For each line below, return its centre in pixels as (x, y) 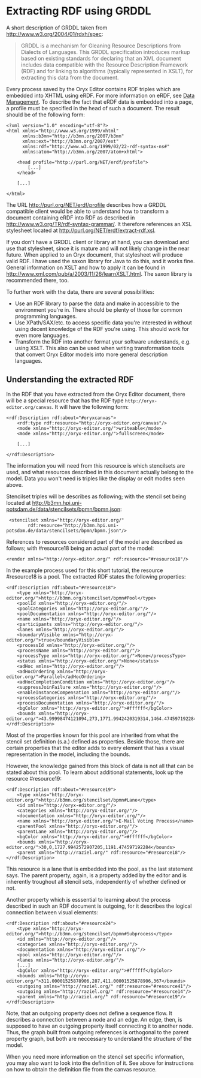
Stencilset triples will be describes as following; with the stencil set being (96, 496)
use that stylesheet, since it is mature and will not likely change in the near (98, 248)
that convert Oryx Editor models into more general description (91, 354)
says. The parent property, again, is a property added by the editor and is (97, 875)
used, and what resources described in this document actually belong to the (100, 472)
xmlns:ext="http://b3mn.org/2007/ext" (70, 141)
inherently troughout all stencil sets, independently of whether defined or (96, 881)
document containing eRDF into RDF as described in (71, 218)
